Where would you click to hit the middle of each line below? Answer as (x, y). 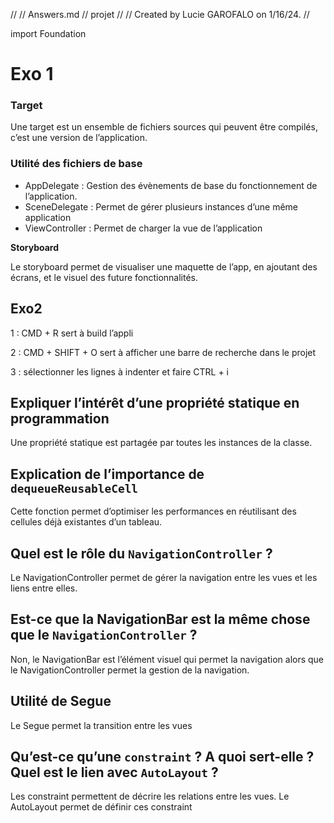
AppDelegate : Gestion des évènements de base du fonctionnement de (171, 185)
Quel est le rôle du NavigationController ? (141, 553)
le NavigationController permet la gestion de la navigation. (130, 670)
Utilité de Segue (61, 701)
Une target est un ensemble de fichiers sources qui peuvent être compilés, (164, 127)
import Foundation (48, 33)
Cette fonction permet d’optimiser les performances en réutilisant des (153, 511)
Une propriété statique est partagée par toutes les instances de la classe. (161, 443)
